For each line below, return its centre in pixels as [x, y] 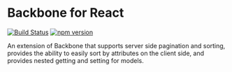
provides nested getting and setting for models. [76, 60]
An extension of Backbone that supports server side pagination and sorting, [116, 45]
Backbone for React [66, 13]
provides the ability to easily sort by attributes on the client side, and [106, 53]
